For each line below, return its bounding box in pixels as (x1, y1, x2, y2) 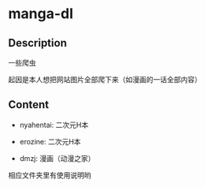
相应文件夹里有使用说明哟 (8, 170, 91, 180)
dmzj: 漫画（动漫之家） (19, 153, 95, 163)
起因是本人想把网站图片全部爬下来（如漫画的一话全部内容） (8, 75, 202, 84)
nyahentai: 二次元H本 (19, 120, 89, 129)
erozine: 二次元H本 (19, 137, 81, 146)
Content (8, 98, 50, 111)
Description (8, 36, 67, 50)
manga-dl (8, 5, 73, 23)
